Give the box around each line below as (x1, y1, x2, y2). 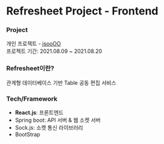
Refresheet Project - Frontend (6, 4, 159, 18)
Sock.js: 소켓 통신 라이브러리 (14, 124, 83, 131)
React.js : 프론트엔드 (14, 109, 64, 116)
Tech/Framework (6, 95, 58, 103)
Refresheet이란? (6, 64, 54, 73)
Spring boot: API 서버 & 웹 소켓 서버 (14, 116, 101, 124)
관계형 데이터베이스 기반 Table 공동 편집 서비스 (6, 79, 116, 86)
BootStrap (14, 131, 40, 138)
